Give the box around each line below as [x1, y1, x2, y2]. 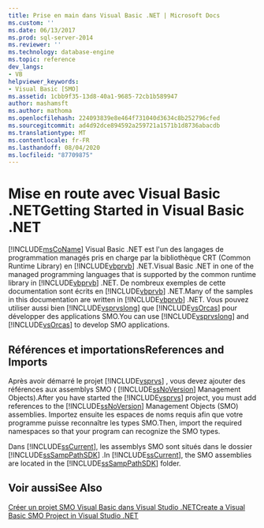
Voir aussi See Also [8, 481, 102, 495]
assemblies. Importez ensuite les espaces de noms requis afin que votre [8, 410, 244, 419]
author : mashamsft [8, 99, 69, 107]
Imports [8, 355, 48, 369]
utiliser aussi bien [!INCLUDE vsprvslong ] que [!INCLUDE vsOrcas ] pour [8, 303, 238, 313]
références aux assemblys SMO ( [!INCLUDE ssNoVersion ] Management [8, 384, 241, 394]
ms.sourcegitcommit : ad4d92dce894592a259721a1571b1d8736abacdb [8, 122, 221, 129]
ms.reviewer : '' [8, 41, 61, 49]
